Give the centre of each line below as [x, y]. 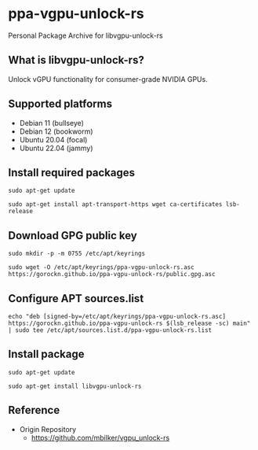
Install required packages [72, 173]
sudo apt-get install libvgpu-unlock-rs [75, 386]
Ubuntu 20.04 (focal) [53, 139]
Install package [46, 354]
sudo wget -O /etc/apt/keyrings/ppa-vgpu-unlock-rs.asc [101, 267]
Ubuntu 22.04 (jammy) [56, 148]
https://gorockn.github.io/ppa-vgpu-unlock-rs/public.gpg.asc [112, 275]
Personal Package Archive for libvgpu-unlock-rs [85, 35]
